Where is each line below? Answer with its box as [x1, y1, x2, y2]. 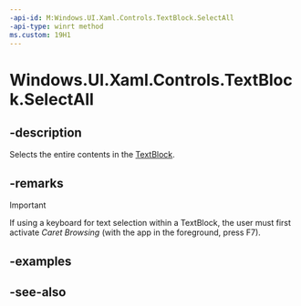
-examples [9, 253, 72, 269]
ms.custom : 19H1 [9, 30, 71, 39]
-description [9, 125, 82, 140]
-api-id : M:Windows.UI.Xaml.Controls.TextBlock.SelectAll [9, 13, 234, 23]
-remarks [9, 175, 64, 191]
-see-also [9, 284, 67, 300]
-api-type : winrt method [9, 22, 104, 31]
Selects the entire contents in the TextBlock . [9, 149, 175, 160]
